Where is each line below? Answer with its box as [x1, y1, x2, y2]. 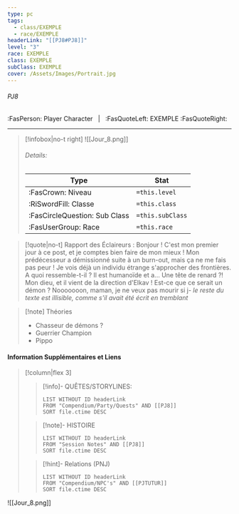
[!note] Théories [24, 307, 73, 316]
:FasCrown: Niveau [28, 187, 92, 197]
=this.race [136, 222, 173, 231]
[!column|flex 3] [24, 369, 72, 377]
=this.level [136, 188, 176, 196]
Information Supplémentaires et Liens [7, 352, 122, 361]
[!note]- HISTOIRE [42, 421, 96, 430]
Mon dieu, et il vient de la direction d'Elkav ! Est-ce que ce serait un [24, 278, 223, 287]
